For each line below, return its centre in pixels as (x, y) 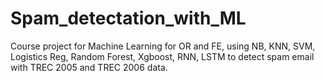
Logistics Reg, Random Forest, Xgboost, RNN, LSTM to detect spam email (162, 56)
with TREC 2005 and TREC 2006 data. (89, 67)
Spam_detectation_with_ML (128, 18)
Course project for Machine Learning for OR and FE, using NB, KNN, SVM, (163, 46)
